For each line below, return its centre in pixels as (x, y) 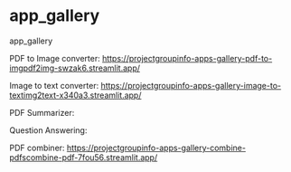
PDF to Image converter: (55, 58)
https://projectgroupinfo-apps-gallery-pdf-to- (188, 58)
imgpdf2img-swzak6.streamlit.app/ (75, 68)
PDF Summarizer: (42, 112)
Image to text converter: (54, 85)
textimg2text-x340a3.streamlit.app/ (75, 95)
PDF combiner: (37, 148)
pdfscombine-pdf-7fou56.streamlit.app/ (84, 157)
